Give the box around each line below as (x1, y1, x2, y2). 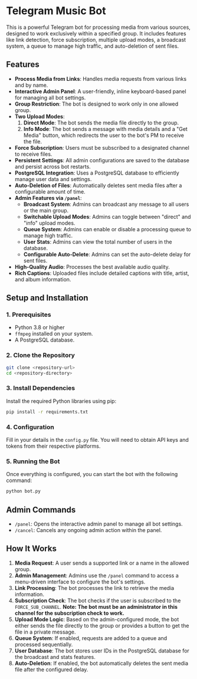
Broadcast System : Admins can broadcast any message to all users (23, 201, 189, 208)
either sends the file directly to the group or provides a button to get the (14, 622, 189, 629)
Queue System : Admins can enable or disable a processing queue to (23, 225, 192, 232)
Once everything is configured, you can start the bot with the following (6, 471, 178, 478)
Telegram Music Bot (6, 4, 106, 18)
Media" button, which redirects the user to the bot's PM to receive (23, 132, 185, 139)
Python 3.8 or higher (14, 324, 65, 331)
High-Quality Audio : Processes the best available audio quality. (14, 263, 170, 270)
